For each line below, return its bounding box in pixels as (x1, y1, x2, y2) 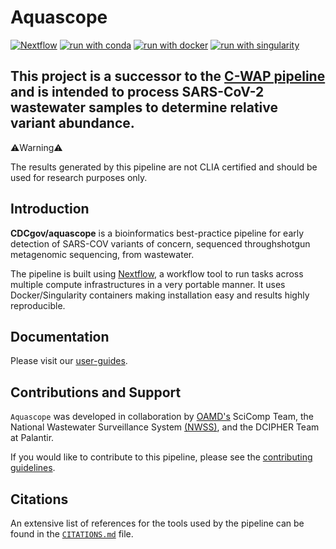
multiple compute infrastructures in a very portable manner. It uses (10, 278, 286, 290)
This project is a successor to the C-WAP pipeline (10, 68, 326, 85)
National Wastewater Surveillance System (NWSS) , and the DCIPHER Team (10, 421, 320, 433)
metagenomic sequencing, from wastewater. (10, 248, 195, 260)
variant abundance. (10, 115, 135, 132)
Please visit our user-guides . (10, 355, 128, 367)
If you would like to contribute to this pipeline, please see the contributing (10, 451, 313, 463)
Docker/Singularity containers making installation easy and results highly (10, 289, 310, 301)
